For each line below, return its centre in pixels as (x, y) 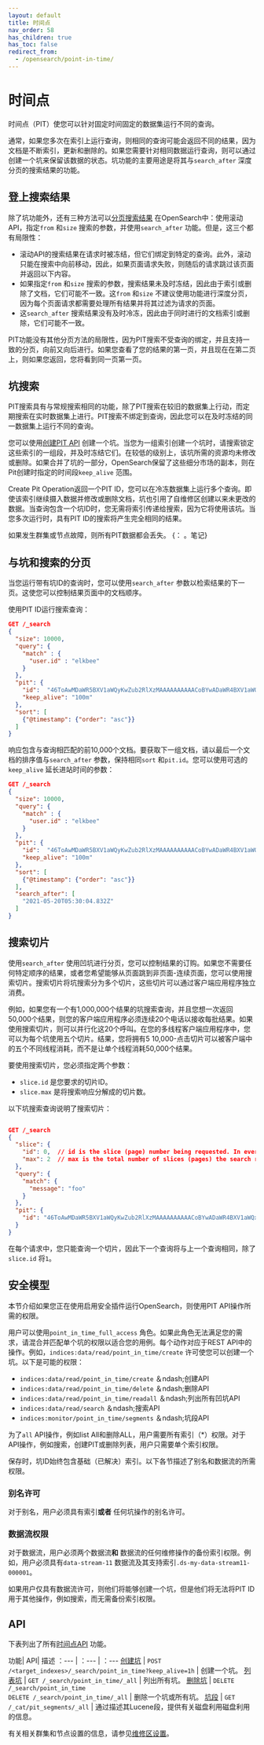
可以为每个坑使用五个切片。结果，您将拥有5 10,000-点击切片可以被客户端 (127, 1038)
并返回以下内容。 (47, 274)
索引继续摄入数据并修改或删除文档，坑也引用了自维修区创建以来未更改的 (139, 499)
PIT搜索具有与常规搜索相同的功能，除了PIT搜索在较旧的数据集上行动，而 (126, 406)
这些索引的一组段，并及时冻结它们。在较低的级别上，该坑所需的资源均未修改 (132, 453)
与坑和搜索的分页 (49, 562)
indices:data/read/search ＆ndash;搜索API (90, 1408)
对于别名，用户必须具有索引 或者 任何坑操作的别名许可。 (99, 1512)
